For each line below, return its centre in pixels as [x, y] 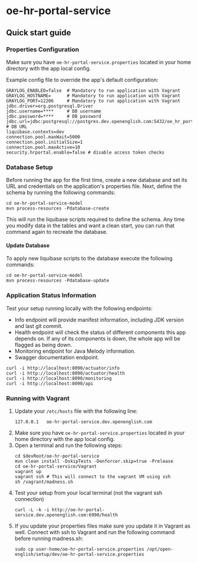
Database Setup [29, 167]
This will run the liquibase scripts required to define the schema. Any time [95, 220]
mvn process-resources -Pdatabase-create [58, 208]
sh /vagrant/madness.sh [44, 482]
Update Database [28, 245]
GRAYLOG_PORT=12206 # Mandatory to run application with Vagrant [93, 101]
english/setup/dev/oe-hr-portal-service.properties [79, 554]
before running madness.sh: [49, 538]
